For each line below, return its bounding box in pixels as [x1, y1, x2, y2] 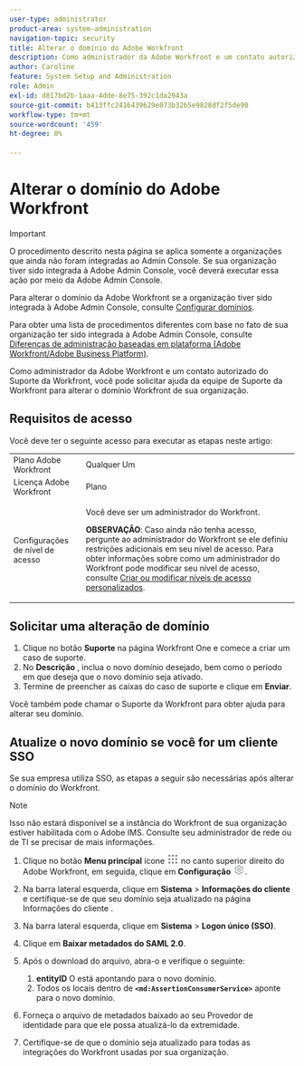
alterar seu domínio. [9, 708, 84, 719]
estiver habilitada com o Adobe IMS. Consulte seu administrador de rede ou [9, 827, 292, 838]
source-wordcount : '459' [9, 120, 103, 129]
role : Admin [9, 82, 54, 91]
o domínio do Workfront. [9, 783, 101, 793]
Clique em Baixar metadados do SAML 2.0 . [22, 938, 186, 949]
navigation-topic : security [9, 34, 116, 43]
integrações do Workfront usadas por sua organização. [22, 1047, 229, 1058]
